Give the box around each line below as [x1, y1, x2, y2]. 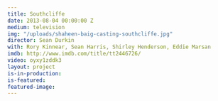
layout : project [7, 63, 55, 70]
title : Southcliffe [7, 10, 65, 18]
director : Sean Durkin [7, 37, 75, 44]
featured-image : [7, 83, 55, 90]
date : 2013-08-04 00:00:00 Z [7, 17, 94, 24]
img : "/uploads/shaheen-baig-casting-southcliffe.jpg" [7, 30, 173, 38]
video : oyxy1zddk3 [7, 57, 62, 64]
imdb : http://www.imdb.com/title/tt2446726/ [7, 51, 141, 58]
